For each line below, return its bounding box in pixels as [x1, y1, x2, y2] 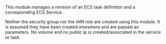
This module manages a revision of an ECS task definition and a [5, 4, 135, 10]
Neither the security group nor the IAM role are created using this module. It [5, 19, 160, 24]
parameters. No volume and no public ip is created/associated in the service [5, 29, 161, 35]
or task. [5, 34, 21, 40]
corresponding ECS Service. [5, 9, 63, 15]
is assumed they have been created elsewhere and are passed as [5, 24, 139, 30]
